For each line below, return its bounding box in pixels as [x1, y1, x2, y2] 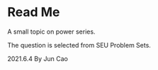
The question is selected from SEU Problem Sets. [7, 41, 151, 49]
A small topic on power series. [7, 27, 96, 36]
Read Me [7, 4, 60, 20]
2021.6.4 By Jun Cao [7, 54, 69, 63]
